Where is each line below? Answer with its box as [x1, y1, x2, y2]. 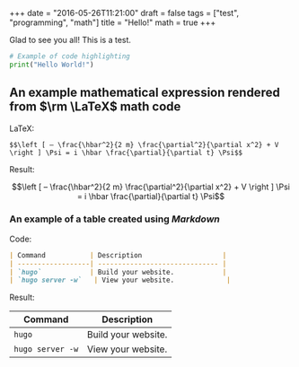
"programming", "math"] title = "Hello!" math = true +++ [9, 17, 216, 28]
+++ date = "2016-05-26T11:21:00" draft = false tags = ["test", [9, 8, 240, 18]
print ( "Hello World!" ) [9, 60, 94, 69]
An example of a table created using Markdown [9, 213, 220, 225]
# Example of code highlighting [9, 52, 130, 61]
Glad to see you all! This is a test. [9, 35, 132, 45]
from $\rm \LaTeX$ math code [9, 99, 181, 115]
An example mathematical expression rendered [9, 85, 280, 100]
